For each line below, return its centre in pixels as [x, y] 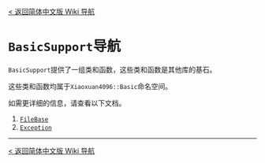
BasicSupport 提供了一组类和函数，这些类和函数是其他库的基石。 [112, 69]
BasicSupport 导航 [64, 46]
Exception [36, 128]
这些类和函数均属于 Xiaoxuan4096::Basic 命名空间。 [90, 86]
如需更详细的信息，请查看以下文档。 [67, 103]
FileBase [34, 119]
